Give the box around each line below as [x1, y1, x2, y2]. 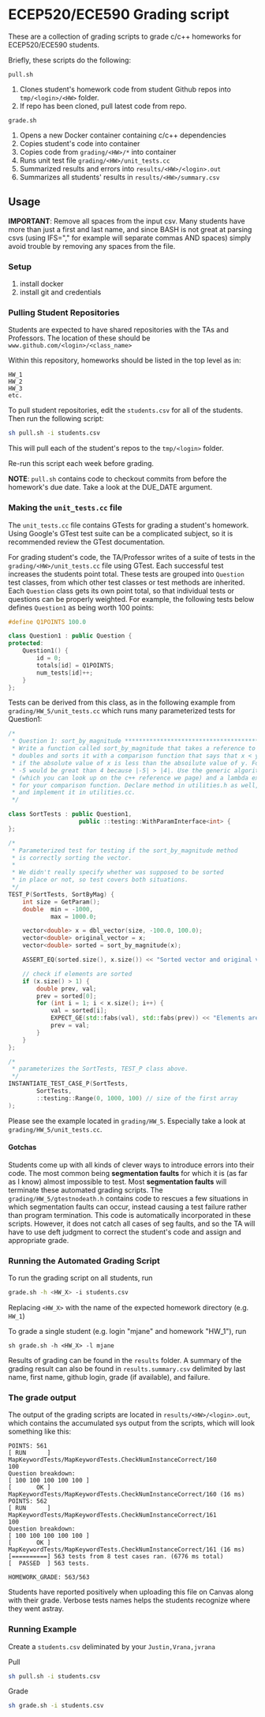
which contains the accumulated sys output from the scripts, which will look [8, 1418, 255, 1428]
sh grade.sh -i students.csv [8, 1702, 104, 1710]
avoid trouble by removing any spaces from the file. [8, 241, 176, 250]
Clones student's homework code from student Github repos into [19, 85, 231, 94]
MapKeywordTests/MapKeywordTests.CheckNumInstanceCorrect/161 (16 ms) [8, 1546, 245, 1554]
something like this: [8, 1427, 72, 1437]
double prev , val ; [36, 985, 97, 993]
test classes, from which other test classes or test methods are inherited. [8, 577, 245, 587]
